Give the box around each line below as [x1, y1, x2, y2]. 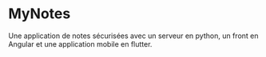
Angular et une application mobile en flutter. [8, 39, 153, 48]
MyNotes [8, 5, 71, 23]
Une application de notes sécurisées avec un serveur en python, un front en [8, 31, 259, 40]
